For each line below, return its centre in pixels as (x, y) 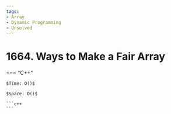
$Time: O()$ (20, 84)
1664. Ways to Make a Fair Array (85, 57)
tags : (13, 11)
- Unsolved (19, 28)
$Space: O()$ (22, 94)
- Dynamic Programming (34, 22)
